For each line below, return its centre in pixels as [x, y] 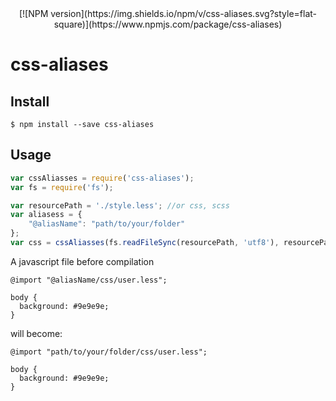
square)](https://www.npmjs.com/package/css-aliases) [168, 24]
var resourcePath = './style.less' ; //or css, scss [120, 205]
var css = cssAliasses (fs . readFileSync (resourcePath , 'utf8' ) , [145, 243]
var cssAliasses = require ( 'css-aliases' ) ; [102, 178]
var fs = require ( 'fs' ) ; [62, 187]
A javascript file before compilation [82, 261]
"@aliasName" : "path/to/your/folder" [107, 224]
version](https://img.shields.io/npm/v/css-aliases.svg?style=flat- [184, 13]
